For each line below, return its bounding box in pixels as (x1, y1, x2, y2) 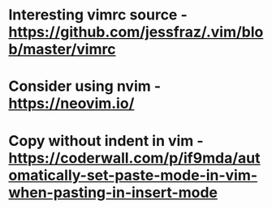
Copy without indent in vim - (8, 131, 205, 150)
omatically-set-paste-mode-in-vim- (8, 166, 258, 184)
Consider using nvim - (8, 77, 162, 96)
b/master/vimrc (8, 41, 116, 58)
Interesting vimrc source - (8, 6, 188, 24)
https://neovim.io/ (8, 95, 135, 113)
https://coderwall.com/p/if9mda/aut (8, 148, 261, 167)
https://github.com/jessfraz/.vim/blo (8, 23, 264, 41)
